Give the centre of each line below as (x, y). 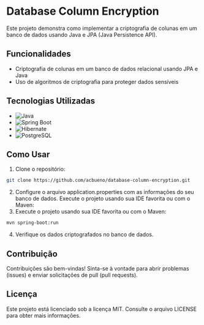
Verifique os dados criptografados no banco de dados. (84, 234)
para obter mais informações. (43, 315)
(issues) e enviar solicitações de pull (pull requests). (72, 275)
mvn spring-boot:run (33, 223)
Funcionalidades (39, 54)
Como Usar (28, 154)
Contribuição (32, 254)
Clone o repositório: (40, 169)
